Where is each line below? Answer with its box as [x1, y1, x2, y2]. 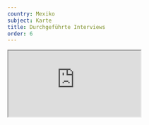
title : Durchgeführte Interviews [7, 23, 106, 30]
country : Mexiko [7, 10, 55, 18]
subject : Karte [7, 17, 52, 24]
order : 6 [7, 30, 33, 37]
